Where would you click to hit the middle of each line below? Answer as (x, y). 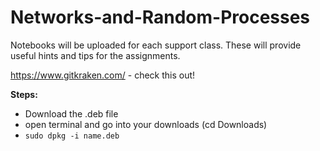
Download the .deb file (71, 113)
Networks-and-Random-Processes (160, 17)
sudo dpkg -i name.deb (72, 136)
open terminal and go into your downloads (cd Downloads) (146, 124)
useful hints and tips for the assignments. (95, 55)
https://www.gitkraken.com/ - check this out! (103, 75)
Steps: (24, 94)
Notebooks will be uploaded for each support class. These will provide (156, 45)
